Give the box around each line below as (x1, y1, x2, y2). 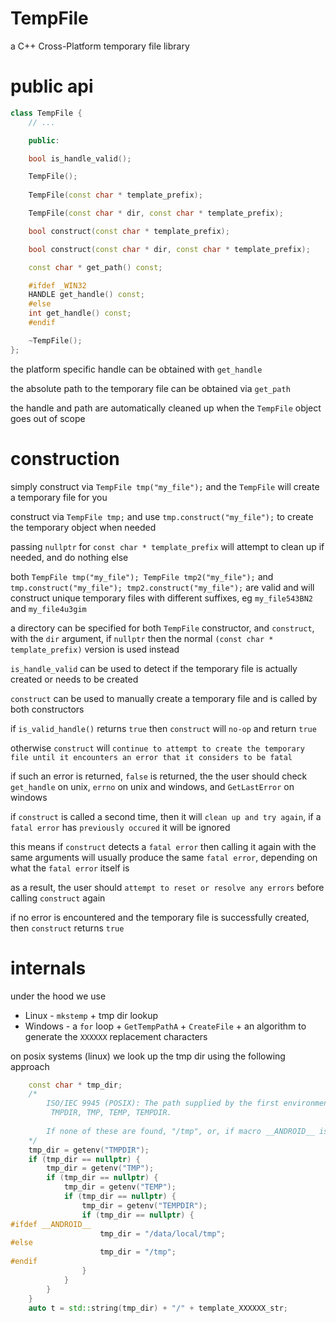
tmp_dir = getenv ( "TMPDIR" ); (28, 1145, 150, 1155)
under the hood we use (10, 990, 107, 1002)
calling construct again (10, 892, 106, 904)
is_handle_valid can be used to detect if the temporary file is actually (10, 662, 298, 674)
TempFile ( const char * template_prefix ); (28, 190, 203, 201)
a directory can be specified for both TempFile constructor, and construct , (10, 622, 315, 634)
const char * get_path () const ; (28, 262, 163, 272)
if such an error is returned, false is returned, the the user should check (10, 770, 308, 782)
